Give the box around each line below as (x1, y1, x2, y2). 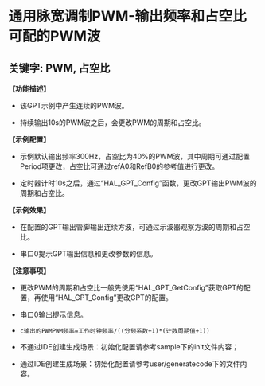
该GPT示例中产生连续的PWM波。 (19, 101, 129, 110)
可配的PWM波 (8, 27, 101, 45)
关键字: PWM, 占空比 (8, 61, 111, 75)
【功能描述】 (8, 84, 50, 93)
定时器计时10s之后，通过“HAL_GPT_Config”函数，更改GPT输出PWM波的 (19, 178, 257, 188)
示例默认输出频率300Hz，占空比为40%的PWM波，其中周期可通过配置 (19, 152, 251, 161)
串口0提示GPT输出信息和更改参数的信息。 (19, 249, 158, 259)
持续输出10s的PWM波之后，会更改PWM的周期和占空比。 (19, 118, 206, 127)
